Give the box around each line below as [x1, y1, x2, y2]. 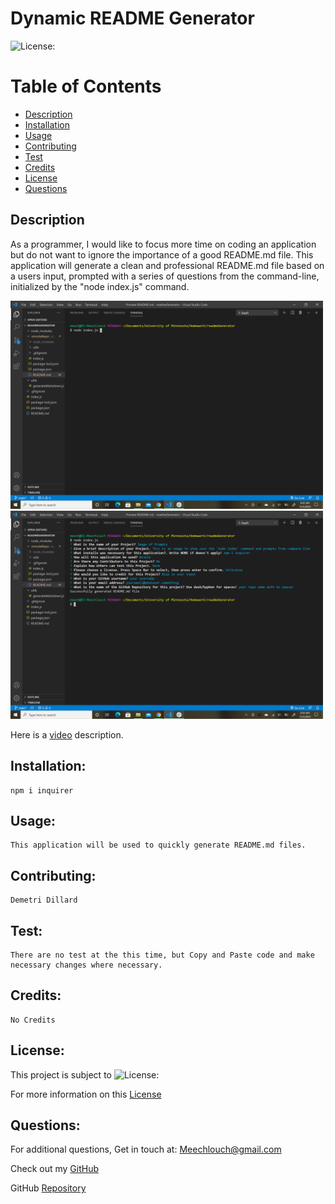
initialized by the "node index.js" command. [10, 280, 190, 292]
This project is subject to [10, 1068, 112, 1081]
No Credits [10, 1015, 56, 1025]
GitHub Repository [10, 1182, 87, 1194]
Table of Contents [10, 75, 162, 98]
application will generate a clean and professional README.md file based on [10, 259, 325, 271]
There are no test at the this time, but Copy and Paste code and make [10, 950, 315, 960]
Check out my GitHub [10, 1163, 100, 1175]
